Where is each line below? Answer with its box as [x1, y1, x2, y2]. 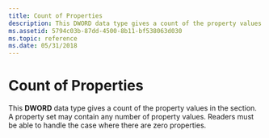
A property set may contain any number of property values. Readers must [8, 112, 254, 122]
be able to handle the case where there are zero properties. [8, 120, 207, 130]
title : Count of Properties [8, 11, 103, 20]
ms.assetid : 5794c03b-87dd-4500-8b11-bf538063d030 [8, 27, 183, 35]
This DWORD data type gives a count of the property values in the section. [8, 103, 257, 113]
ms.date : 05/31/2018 [8, 42, 78, 50]
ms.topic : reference [8, 34, 78, 43]
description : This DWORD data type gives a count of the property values [8, 19, 263, 27]
